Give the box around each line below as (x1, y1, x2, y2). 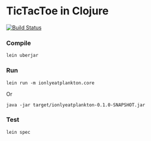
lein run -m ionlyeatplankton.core (6, 79, 95, 86)
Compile (6, 39, 31, 47)
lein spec (6, 129, 31, 135)
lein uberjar (6, 53, 39, 59)
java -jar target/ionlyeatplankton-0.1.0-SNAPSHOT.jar (6, 102, 146, 108)
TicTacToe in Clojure (6, 4, 109, 18)
